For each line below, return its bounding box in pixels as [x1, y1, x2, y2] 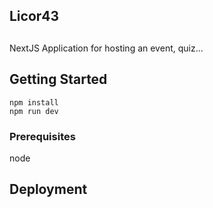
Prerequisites [9, 129, 76, 143]
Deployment [9, 181, 88, 198]
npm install [9, 97, 59, 108]
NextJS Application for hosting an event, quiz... [9, 42, 204, 54]
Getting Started [9, 71, 108, 88]
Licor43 [9, 8, 60, 25]
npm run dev [9, 106, 59, 116]
